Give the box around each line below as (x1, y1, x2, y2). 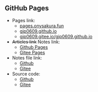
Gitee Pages (19, 49, 45, 55)
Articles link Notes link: (12, 39, 60, 45)
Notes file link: (12, 55, 42, 61)
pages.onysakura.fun (19, 23, 64, 29)
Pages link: (12, 17, 35, 23)
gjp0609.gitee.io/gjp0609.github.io (19, 33, 93, 39)
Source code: (12, 70, 40, 77)
